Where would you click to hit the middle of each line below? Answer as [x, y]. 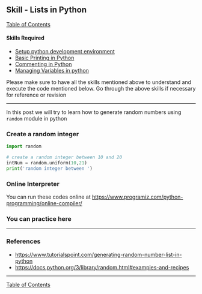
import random [24, 146]
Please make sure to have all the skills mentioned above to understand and [99, 82]
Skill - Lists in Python [47, 10]
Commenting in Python [43, 64]
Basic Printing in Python [44, 58]
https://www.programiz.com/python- [138, 197]
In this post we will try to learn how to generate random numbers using [94, 112]
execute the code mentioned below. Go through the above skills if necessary [101, 89]
